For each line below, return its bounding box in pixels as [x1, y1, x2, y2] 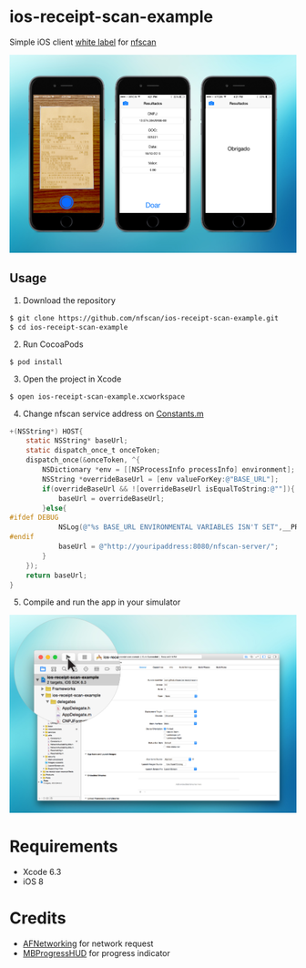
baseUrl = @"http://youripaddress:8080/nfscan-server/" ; [57, 542, 280, 552]
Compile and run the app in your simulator [22, 596, 181, 607]
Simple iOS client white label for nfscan [9, 36, 157, 47]
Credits [9, 908, 66, 929]
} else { [42, 504, 67, 513]
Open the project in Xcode [22, 373, 122, 384]
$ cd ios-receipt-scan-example [9, 322, 128, 331]
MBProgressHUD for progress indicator [22, 948, 171, 959]
